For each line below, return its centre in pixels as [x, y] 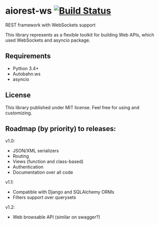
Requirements [28, 56]
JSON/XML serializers [36, 151]
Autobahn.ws [26, 74]
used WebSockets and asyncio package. [48, 40]
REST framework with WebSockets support [50, 25]
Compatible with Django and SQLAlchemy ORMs [63, 192]
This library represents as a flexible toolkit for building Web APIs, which [80, 35]
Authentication [28, 167]
